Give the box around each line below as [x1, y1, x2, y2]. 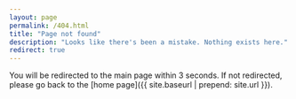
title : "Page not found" [9, 29, 101, 38]
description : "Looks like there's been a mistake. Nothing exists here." [9, 37, 289, 47]
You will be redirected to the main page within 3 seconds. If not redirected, [9, 70, 283, 80]
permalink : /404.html [9, 21, 90, 30]
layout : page [9, 12, 58, 22]
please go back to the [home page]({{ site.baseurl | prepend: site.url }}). [9, 80, 273, 90]
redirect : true [9, 46, 66, 55]
